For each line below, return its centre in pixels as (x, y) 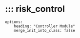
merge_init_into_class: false (45, 30)
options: (14, 22)
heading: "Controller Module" (45, 26)
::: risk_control (35, 9)
